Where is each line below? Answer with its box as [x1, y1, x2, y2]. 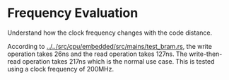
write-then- [189, 50, 223, 58]
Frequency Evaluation [7, 5, 139, 21]
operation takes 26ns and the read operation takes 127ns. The [7, 50, 188, 58]
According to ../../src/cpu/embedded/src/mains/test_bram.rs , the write [7, 42, 212, 50]
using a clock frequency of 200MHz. [7, 64, 114, 73]
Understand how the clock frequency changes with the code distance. [7, 28, 213, 37]
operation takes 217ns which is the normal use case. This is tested [22, 57, 215, 65]
